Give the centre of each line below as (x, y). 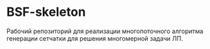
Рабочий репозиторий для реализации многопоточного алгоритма (105, 31)
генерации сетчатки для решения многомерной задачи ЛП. (95, 38)
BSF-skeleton (46, 12)
